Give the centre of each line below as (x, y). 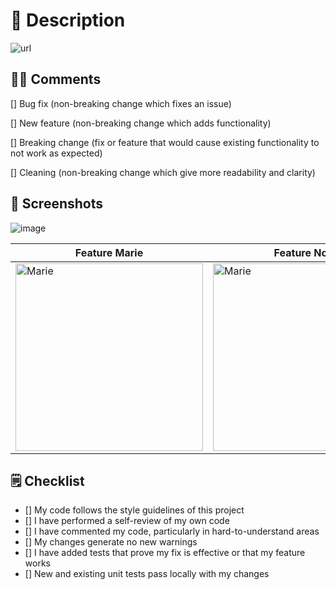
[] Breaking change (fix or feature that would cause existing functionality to (165, 142)
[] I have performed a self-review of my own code (127, 521)
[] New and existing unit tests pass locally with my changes (147, 574)
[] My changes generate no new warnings (111, 542)
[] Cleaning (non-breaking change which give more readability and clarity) (163, 172)
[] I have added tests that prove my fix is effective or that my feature (165, 553)
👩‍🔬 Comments (56, 79)
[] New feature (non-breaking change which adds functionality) (141, 123)
